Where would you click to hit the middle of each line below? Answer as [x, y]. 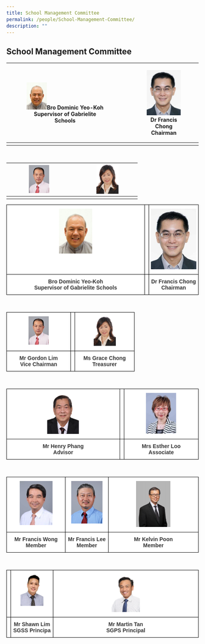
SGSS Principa [32, 631]
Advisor [63, 452]
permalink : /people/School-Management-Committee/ [71, 19]
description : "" [27, 26]
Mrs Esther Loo [161, 446]
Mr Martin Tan [126, 624]
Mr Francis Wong [36, 540]
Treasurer [105, 364]
